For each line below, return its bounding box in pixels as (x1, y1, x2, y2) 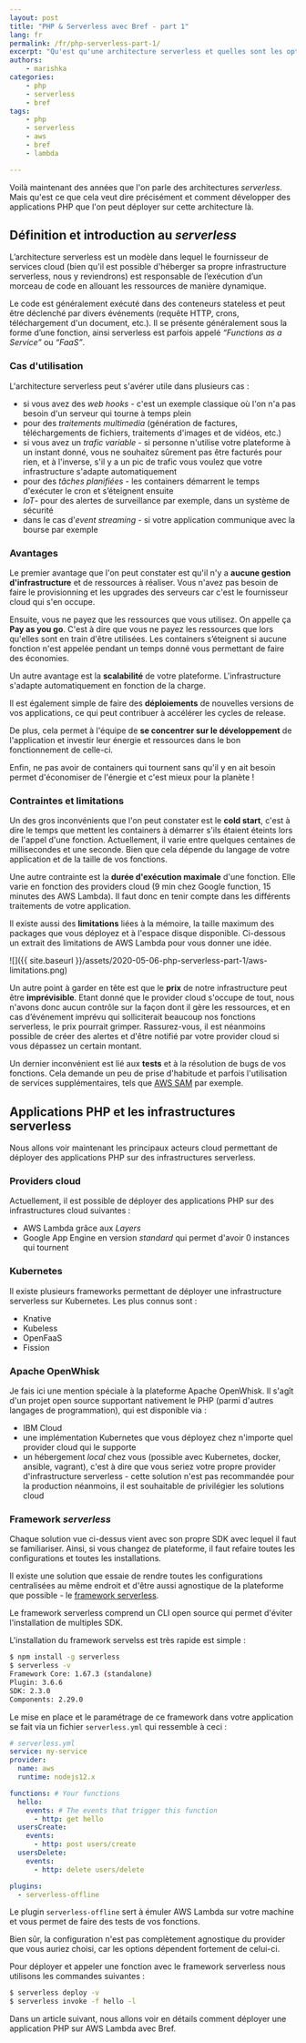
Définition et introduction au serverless (9, 228, 237, 243)
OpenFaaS (22, 1332, 63, 1343)
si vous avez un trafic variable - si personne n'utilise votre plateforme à (22, 436, 291, 447)
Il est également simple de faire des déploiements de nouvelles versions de (9, 698, 294, 709)
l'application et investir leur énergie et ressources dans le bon (9, 735, 241, 746)
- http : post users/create (33, 1840, 137, 1849)
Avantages (9, 547, 59, 559)
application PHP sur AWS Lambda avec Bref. (9, 2023, 177, 2034)
